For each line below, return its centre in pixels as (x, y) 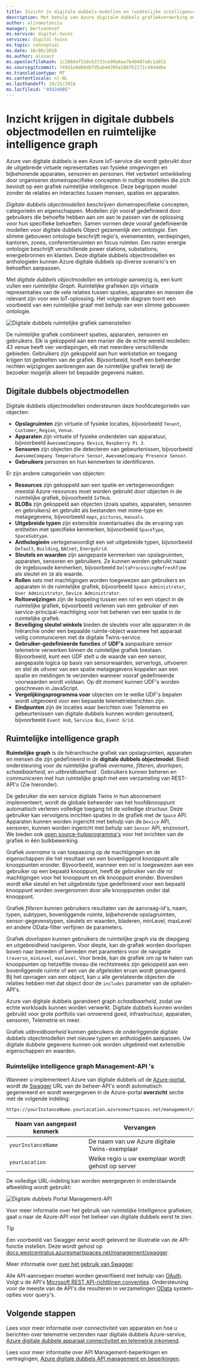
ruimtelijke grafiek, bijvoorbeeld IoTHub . (63, 497)
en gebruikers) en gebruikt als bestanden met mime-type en (89, 510)
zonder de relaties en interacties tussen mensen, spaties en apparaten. (93, 192)
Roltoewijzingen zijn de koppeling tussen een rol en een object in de (99, 599)
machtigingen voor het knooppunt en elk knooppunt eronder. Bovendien (95, 878)
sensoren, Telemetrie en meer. (43, 1020)
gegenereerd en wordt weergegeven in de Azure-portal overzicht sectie (95, 1092)
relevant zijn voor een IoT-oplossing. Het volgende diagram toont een (91, 298)
